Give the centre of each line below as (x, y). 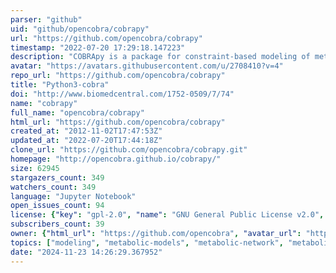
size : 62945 (35, 168)
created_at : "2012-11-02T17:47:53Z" (86, 131)
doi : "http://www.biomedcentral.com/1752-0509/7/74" (122, 94)
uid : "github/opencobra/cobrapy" (80, 29)
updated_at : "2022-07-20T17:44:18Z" (86, 141)
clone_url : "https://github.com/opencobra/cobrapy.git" (129, 150)
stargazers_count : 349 (57, 177)
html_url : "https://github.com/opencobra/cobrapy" (118, 122)
